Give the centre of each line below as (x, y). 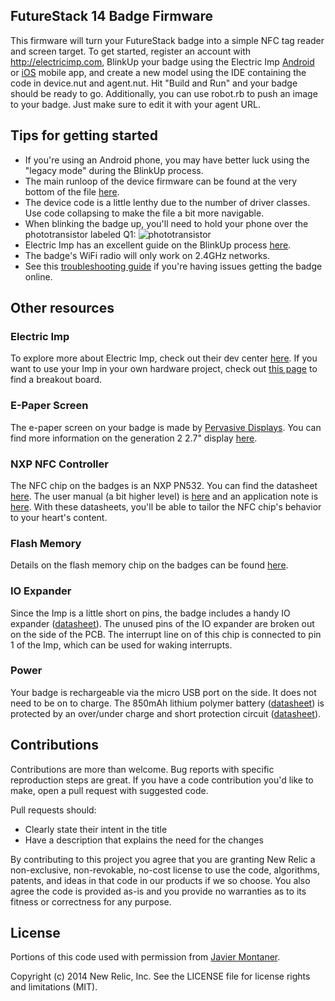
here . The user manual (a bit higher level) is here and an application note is (164, 496)
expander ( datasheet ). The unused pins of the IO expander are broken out (162, 623)
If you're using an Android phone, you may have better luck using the (167, 160)
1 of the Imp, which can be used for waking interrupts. (121, 645)
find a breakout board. (56, 380)
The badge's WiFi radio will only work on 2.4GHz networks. (147, 255)
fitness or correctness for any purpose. (91, 901)
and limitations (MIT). (54, 987)
